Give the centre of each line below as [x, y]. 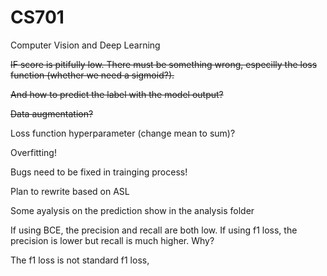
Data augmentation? [52, 113]
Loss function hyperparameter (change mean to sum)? [123, 133]
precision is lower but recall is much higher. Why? [112, 240]
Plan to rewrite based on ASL [70, 191]
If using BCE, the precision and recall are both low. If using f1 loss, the [154, 230]
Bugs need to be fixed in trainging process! [99, 172]
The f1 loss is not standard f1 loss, [80, 260]
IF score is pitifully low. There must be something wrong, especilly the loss [164, 64]
